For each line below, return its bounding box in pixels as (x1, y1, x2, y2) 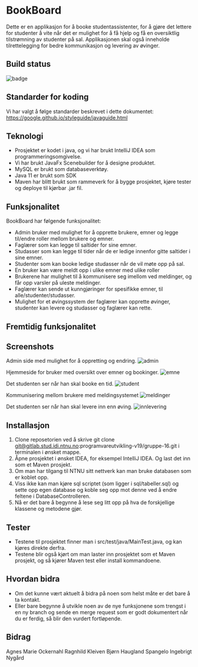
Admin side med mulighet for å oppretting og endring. (6, 357, 137, 365)
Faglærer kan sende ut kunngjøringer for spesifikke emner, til (14, 285, 163, 293)
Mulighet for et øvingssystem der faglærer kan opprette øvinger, (14, 298, 171, 305)
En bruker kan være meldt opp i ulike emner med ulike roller (14, 267, 160, 274)
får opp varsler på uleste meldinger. (14, 279, 101, 286)
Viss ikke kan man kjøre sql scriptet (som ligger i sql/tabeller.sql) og (14, 480, 179, 487)
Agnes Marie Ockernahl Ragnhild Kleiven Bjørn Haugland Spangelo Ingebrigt (6, 647, 192, 655)
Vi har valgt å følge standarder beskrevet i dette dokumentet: (6, 108, 154, 115)
